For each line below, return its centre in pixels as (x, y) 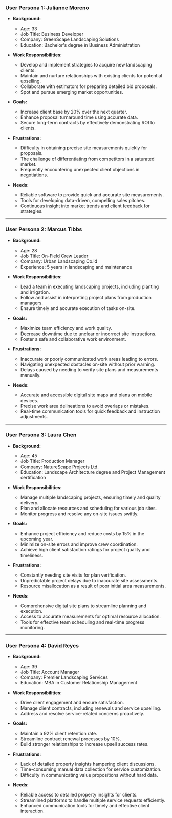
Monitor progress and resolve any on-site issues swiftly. (79, 514)
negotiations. (34, 175)
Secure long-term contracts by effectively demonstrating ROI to (88, 123)
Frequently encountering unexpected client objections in (80, 170)
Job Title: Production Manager (52, 461)
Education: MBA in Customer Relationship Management (79, 683)
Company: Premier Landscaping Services (64, 677)
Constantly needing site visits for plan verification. (73, 575)
